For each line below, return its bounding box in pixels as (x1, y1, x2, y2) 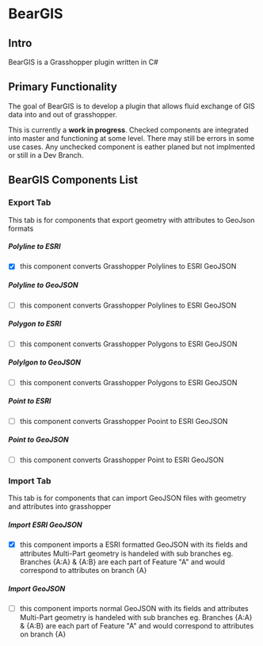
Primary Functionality (8, 80, 117, 94)
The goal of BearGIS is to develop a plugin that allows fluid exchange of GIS (8, 101, 255, 111)
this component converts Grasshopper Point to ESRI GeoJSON (19, 455, 224, 464)
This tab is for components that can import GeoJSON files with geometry (8, 493, 247, 503)
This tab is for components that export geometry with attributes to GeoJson (8, 215, 255, 224)
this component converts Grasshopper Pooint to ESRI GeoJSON (19, 416, 228, 426)
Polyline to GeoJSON (8, 281, 78, 290)
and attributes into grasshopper (8, 501, 112, 511)
